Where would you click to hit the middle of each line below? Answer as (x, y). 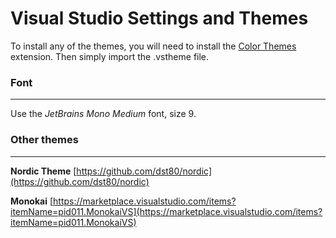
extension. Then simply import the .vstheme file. (110, 56)
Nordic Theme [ (43, 171)
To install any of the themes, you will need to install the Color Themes (153, 46)
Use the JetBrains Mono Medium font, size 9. (103, 114)
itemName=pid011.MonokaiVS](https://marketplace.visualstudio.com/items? (166, 211)
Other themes (44, 140)
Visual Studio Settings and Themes (159, 18)
